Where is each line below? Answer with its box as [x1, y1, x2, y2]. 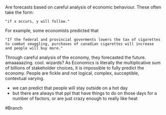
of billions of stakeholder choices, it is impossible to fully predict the [5, 65, 144, 71]
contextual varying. [5, 76, 45, 81]
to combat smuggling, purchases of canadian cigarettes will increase [5, 41, 154, 46]
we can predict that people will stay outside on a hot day [12, 85, 128, 91]
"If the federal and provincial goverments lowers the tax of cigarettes [5, 37, 161, 42]
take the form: [5, 9, 34, 15]
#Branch [5, 105, 23, 111]
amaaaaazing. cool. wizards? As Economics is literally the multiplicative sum [5, 60, 161, 66]
